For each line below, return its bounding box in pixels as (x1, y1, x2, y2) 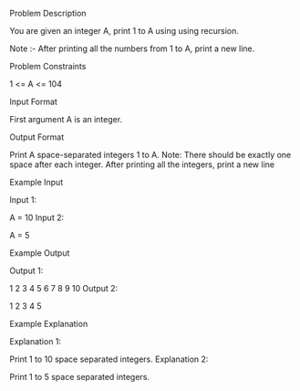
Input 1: (9, 195, 37, 205)
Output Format (9, 132, 65, 143)
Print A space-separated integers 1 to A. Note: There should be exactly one (9, 150, 292, 160)
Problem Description (9, 8, 87, 18)
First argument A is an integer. (9, 114, 123, 124)
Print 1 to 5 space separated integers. (9, 372, 150, 382)
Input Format (9, 96, 57, 107)
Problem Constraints (9, 61, 87, 71)
